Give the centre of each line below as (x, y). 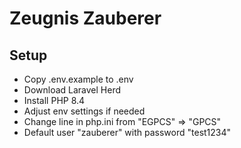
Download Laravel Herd (72, 90)
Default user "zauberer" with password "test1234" (127, 132)
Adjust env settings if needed (84, 111)
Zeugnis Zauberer (85, 18)
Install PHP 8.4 (54, 100)
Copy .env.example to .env (78, 79)
